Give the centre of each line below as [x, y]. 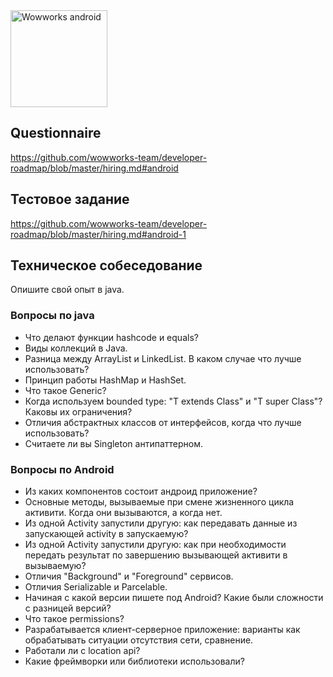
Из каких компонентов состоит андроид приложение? [141, 491]
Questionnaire [56, 133]
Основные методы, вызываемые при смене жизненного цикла [159, 502]
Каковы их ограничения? [78, 411]
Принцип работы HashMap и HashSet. [105, 380]
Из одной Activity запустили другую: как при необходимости [155, 545]
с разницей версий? [68, 608]
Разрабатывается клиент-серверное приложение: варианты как [162, 630]
